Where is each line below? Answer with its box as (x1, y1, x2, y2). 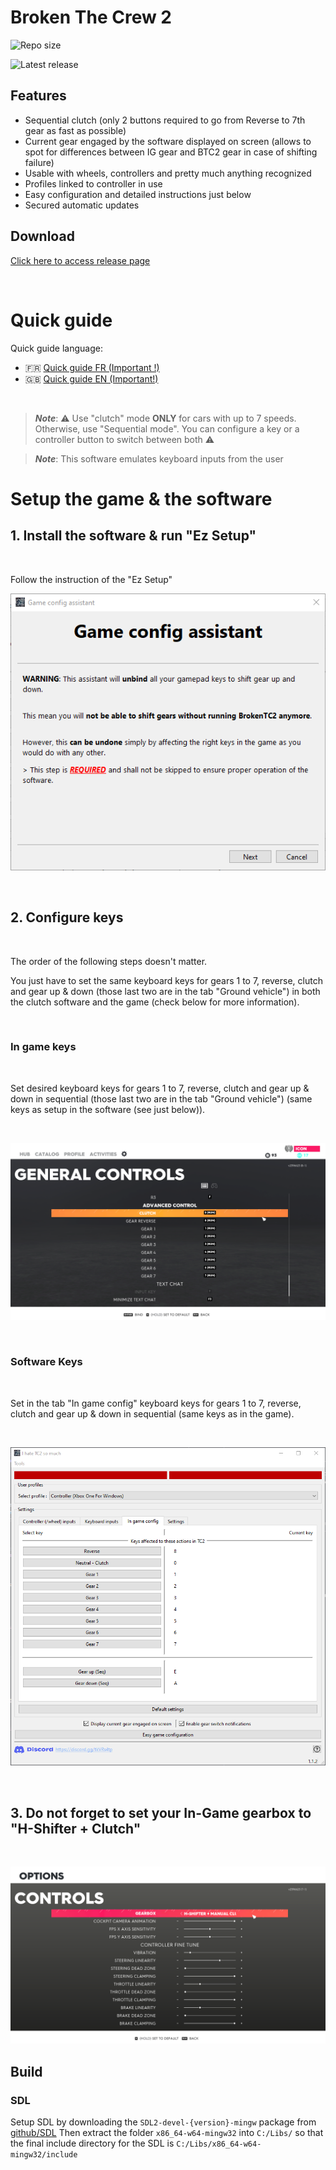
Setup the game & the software (10, 487, 273, 510)
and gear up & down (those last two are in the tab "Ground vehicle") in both (10, 985, 321, 997)
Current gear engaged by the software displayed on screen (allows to (24, 135, 312, 147)
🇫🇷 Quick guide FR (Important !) (24, 361, 160, 373)
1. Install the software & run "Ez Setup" (10, 527, 257, 545)
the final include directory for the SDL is (10, 2137, 175, 2150)
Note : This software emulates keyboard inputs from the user (34, 452, 284, 465)
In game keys (10, 1040, 77, 1054)
